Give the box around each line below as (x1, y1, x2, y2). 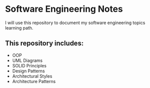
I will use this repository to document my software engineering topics (5, 20, 146, 26)
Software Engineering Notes (5, 3, 123, 15)
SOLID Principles (12, 62, 47, 68)
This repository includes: (5, 39, 84, 48)
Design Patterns (12, 68, 45, 74)
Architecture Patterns (12, 78, 56, 84)
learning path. (5, 25, 33, 30)
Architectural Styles (12, 73, 53, 79)
